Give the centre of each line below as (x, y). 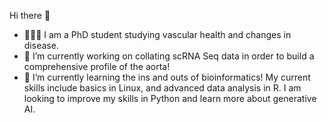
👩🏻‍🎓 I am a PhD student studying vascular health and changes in (157, 34)
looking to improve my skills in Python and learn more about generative (170, 98)
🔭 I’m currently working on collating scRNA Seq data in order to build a (169, 56)
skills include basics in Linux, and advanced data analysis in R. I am (162, 88)
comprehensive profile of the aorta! (97, 66)
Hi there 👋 (30, 15)
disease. (41, 45)
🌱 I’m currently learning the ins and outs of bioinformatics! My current (167, 77)
